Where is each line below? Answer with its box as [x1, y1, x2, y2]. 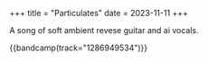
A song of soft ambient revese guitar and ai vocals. [9, 25, 199, 35]
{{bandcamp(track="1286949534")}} [9, 42, 148, 53]
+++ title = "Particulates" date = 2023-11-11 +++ [9, 8, 188, 18]
